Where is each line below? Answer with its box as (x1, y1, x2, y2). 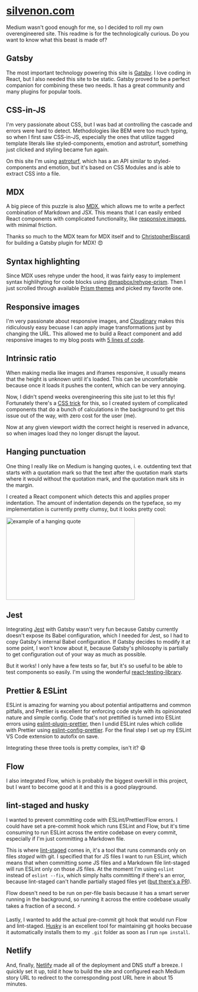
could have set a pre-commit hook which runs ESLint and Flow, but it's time (6, 822, 190, 829)
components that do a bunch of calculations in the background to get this (6, 406, 185, 413)
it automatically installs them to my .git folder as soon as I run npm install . (6, 928, 190, 935)
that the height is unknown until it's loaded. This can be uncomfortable (6, 375, 178, 382)
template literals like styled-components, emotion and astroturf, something (6, 140, 188, 147)
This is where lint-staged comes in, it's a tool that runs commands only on (6, 847, 186, 854)
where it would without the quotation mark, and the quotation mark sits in (6, 475, 184, 482)
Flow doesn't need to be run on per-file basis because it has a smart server (6, 889, 190, 896)
